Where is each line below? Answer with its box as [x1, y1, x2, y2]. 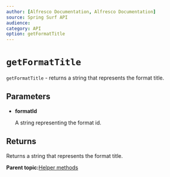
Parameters [6, 91, 51, 102]
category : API [6, 25, 42, 32]
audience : [6, 20, 31, 26]
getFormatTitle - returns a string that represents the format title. [6, 74, 165, 81]
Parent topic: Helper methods [6, 164, 79, 171]
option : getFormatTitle [6, 31, 66, 37]
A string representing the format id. [14, 119, 101, 126]
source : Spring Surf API [6, 14, 68, 20]
